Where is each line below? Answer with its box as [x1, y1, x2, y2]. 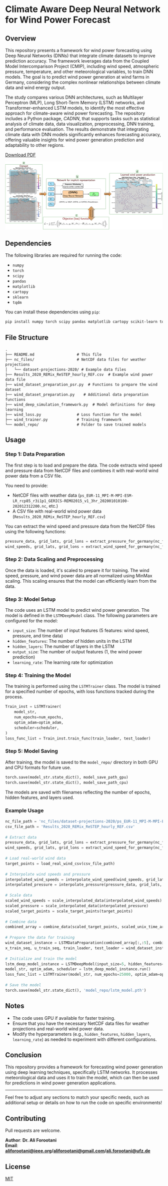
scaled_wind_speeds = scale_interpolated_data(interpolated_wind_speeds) [5, 898, 162, 903]
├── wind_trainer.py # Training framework [5, 417, 122, 423]
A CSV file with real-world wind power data [12, 508, 101, 514]
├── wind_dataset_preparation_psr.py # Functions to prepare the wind [5, 382, 157, 387]
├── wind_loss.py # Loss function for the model [5, 412, 142, 418]
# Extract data [5, 835, 37, 840]
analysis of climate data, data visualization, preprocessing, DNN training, [5, 121, 155, 127]
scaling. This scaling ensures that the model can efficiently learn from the [5, 578, 156, 584]
